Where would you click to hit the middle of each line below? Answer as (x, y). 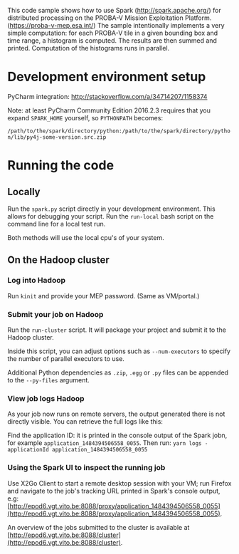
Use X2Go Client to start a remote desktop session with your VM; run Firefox (119, 483)
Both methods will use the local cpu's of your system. (86, 237)
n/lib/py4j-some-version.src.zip (57, 137)
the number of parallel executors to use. (66, 358)
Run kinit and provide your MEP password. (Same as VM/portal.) (103, 296)
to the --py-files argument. (49, 380)
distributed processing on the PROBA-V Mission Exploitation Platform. (110, 18)
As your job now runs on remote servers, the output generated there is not (116, 414)
